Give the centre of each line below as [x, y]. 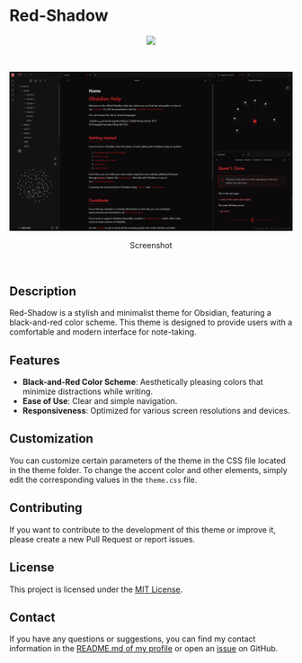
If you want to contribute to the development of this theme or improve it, [143, 529]
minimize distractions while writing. [88, 391]
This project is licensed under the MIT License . [96, 589]
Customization [52, 439]
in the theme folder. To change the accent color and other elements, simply [148, 470]
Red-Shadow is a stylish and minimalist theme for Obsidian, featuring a [141, 313]
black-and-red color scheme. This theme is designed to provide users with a [151, 323]
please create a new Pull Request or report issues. [102, 539]
